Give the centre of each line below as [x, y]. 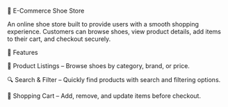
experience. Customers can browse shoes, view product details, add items [114, 32]
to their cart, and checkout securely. [59, 39]
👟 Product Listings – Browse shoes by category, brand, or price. [98, 66]
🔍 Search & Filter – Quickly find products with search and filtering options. [114, 80]
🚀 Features [23, 52]
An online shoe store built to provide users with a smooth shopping [103, 24]
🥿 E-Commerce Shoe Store [46, 11]
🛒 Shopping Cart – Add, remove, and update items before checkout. [104, 96]
